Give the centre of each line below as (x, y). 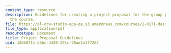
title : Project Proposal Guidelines (44, 38)
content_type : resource (31, 10)
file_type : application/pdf (35, 29)
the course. (23, 19)
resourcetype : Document (31, 33)
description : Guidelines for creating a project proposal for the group (84, 15)
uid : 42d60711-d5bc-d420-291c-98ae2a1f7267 (52, 43)
